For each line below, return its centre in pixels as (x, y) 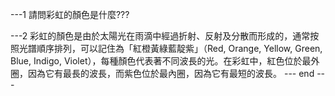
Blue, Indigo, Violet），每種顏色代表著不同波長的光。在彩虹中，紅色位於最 (161, 61)
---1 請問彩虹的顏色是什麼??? (70, 14)
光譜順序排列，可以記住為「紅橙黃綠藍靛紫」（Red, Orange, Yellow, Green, (170, 48)
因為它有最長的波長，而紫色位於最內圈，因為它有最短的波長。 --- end (171, 73)
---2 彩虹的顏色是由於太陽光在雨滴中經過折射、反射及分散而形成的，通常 (160, 36)
